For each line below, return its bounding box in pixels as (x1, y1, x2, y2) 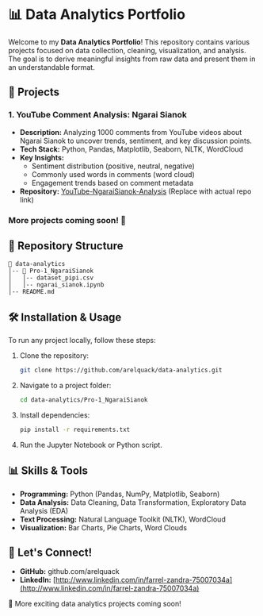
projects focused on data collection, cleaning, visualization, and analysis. (8, 45, 247, 55)
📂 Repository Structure (8, 239, 124, 252)
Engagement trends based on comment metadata (31, 178, 194, 187)
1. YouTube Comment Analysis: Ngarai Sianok (8, 110, 188, 121)
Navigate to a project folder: (19, 381, 112, 391)
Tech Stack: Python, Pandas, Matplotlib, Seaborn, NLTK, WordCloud (19, 144, 244, 154)
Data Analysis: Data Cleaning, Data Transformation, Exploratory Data (19, 497, 247, 507)
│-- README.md (8, 288, 55, 296)
